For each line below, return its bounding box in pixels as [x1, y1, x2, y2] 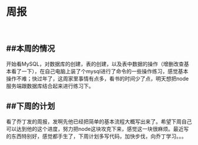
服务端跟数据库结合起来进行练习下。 [6, 82, 94, 89]
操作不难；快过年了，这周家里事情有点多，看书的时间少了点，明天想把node [6, 75, 189, 82]
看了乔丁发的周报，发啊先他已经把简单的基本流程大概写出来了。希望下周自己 [6, 118, 192, 125]
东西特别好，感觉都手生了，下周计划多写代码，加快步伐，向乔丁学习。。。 [11, 133, 187, 140]
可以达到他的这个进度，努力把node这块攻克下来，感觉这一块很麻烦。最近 [6, 125, 184, 132]
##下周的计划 [6, 101, 55, 112]
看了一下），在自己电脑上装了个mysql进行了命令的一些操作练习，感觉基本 [11, 68, 189, 75]
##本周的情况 [6, 43, 55, 53]
